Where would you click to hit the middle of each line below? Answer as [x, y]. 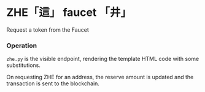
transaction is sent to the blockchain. [53, 83]
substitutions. [24, 65]
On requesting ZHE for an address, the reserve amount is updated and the [100, 77]
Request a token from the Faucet [48, 30]
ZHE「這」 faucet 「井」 [69, 12]
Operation [22, 45]
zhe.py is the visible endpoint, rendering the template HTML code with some [103, 59]
